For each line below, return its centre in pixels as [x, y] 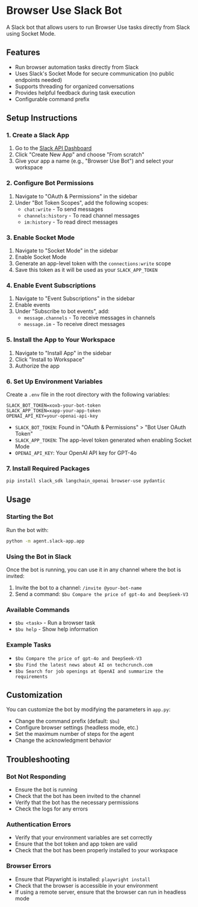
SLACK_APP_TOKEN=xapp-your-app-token [54, 410]
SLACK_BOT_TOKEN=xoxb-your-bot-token [54, 405]
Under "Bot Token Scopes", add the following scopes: [82, 202]
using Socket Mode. [31, 33]
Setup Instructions [42, 118]
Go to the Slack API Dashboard [53, 148]
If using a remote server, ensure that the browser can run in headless [101, 892]
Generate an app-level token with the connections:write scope [93, 263]
